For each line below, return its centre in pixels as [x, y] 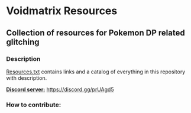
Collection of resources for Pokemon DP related [96, 33]
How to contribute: [34, 105]
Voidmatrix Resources [62, 11]
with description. [27, 78]
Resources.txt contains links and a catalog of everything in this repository [96, 72]
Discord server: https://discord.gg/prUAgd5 [60, 89]
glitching [23, 42]
